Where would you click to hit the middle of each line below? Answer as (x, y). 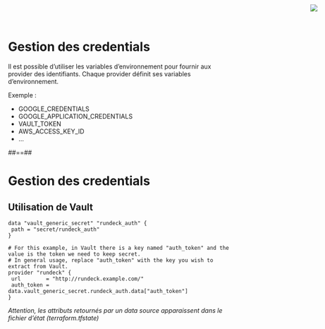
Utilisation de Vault (51, 207)
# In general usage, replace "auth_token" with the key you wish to (111, 260)
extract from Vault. (38, 266)
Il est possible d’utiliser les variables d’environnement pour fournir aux (110, 66)
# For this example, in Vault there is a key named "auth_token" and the (119, 248)
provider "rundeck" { (40, 273)
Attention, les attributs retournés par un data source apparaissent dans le (115, 310)
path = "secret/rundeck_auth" (55, 229)
